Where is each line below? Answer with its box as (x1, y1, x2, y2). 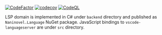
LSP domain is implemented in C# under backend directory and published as (5, 14, 157, 19)
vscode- (125, 20, 142, 25)
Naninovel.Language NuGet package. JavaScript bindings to (5, 19, 124, 25)
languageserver (5, 25, 36, 30)
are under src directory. (37, 24, 84, 30)
